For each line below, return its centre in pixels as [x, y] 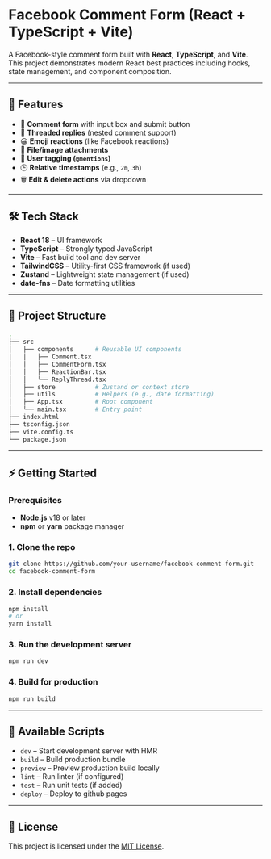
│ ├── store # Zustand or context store [99, 387]
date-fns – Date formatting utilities [77, 283]
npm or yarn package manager [72, 526]
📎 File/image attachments [64, 149]
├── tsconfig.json [39, 424]
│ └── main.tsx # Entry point [75, 409]
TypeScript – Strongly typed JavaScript [86, 249]
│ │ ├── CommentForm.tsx [57, 364]
